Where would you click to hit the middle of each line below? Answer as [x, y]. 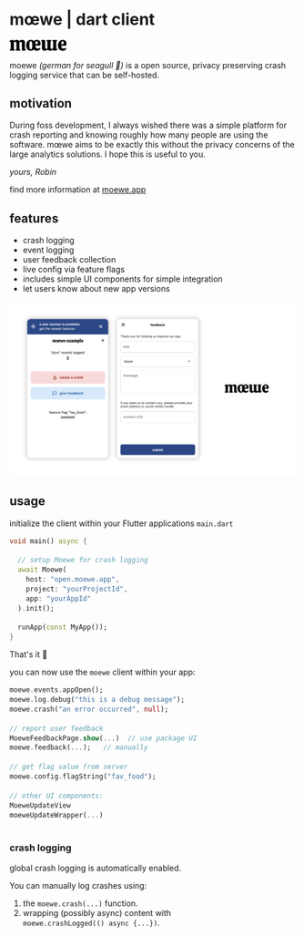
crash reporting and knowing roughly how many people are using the [139, 135]
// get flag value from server [69, 767]
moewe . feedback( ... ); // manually [79, 747]
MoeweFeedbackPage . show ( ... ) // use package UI [103, 738]
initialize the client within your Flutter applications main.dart [122, 523]
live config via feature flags [74, 270]
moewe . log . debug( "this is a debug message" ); [97, 700]
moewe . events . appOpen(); [56, 690]
